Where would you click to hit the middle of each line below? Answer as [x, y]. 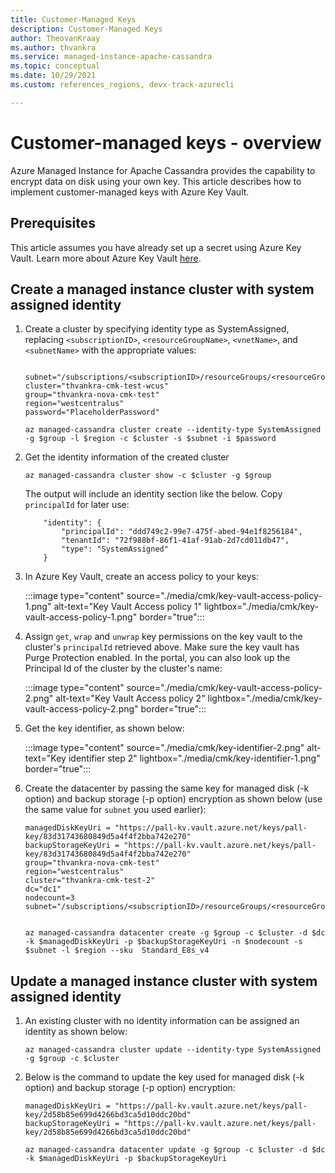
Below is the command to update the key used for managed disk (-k [164, 1077]
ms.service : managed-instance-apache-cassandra [111, 57]
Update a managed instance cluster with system [164, 981]
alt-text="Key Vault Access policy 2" [130, 698]
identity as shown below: [76, 1032]
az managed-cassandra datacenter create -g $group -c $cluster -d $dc [175, 933]
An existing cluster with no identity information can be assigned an [162, 1021]
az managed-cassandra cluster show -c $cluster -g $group [148, 476]
